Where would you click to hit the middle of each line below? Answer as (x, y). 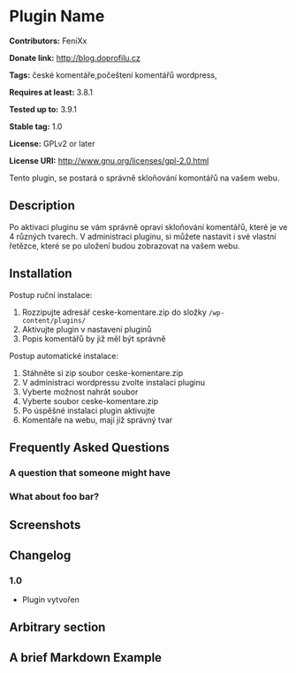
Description (42, 206)
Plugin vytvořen (50, 600)
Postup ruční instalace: (51, 294)
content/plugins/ (54, 320)
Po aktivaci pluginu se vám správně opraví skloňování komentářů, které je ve (148, 226)
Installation (41, 274)
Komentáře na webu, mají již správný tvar (97, 420)
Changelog (40, 555)
